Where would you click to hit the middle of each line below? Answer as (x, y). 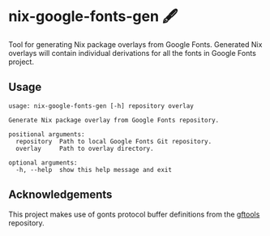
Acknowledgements (60, 195)
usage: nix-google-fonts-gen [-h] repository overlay (101, 106)
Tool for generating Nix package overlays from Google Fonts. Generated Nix (135, 44)
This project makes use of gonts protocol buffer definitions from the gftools (134, 214)
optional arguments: (43, 163)
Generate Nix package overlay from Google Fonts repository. (114, 120)
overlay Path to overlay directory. (85, 148)
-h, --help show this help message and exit (94, 169)
